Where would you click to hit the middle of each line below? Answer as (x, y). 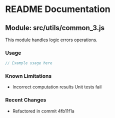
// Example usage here (29, 63)
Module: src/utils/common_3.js (55, 28)
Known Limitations (28, 76)
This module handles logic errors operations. (51, 40)
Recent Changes (26, 100)
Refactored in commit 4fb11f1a (43, 111)
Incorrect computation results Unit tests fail (57, 87)
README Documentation (58, 9)
